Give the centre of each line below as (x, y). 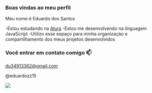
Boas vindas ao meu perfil (38, 8)
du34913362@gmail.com (32, 66)
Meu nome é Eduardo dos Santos (40, 19)
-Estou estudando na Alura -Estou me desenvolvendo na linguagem (76, 28)
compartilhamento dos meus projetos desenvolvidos (60, 39)
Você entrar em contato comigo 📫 (49, 53)
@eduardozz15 (21, 76)
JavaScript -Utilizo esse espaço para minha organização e (67, 34)
